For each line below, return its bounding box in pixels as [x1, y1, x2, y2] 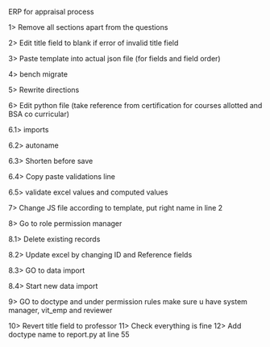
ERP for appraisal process [8, 7, 94, 16]
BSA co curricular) [8, 109, 70, 119]
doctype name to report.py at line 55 [8, 330, 131, 339]
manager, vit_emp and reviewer [8, 306, 113, 315]
